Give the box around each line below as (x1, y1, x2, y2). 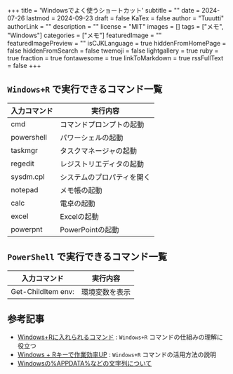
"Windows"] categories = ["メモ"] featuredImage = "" (7, 31, 162, 39)
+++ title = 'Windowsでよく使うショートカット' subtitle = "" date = (7, 6, 201, 14)
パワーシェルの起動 (60, 133, 124, 142)
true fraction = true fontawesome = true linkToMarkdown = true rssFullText (7, 54, 224, 62)
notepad (11, 185, 39, 194)
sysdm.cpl (11, 171, 45, 181)
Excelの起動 (60, 211, 100, 221)
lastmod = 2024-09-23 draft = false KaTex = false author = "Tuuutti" (26, 14, 225, 22)
